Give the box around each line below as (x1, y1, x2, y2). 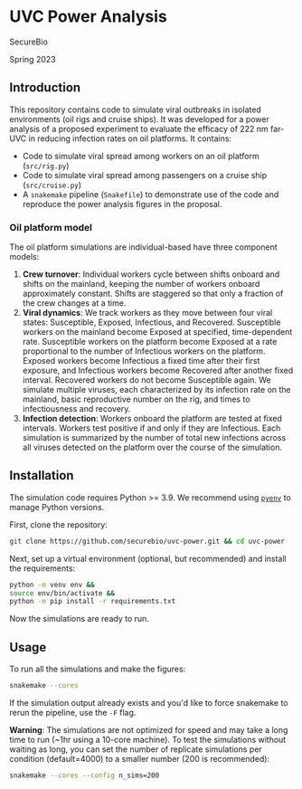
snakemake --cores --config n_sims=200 (9, 771, 160, 780)
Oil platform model (9, 221, 93, 233)
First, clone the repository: (9, 518, 109, 530)
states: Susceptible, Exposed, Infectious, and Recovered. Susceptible (22, 317, 281, 328)
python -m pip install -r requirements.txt (9, 597, 176, 606)
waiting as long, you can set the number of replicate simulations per (9, 744, 262, 755)
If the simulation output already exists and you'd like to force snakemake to (9, 698, 288, 708)
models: (9, 252, 40, 262)
